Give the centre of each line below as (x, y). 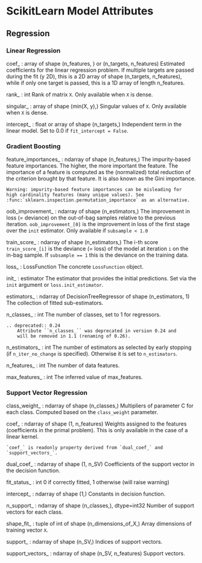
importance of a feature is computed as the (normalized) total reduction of (99, 172)
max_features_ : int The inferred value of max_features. (74, 377)
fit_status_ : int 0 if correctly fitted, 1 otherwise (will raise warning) (88, 482)
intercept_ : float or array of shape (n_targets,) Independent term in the (94, 124)
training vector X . (27, 530)
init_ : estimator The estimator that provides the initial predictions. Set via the (101, 278)
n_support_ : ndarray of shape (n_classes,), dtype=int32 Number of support (100, 506)
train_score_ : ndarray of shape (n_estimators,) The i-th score (82, 242)
